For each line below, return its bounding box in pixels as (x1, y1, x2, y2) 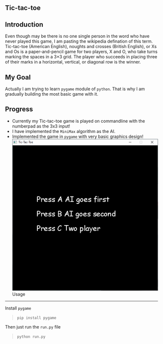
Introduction (5, 20, 44, 29)
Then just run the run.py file (5, 324, 61, 329)
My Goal (5, 73, 31, 82)
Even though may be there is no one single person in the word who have (5, 33, 149, 39)
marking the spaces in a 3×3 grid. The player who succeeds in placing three (5, 54, 158, 60)
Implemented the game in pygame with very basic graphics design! (12, 133, 144, 139)
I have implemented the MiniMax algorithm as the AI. (12, 128, 115, 134)
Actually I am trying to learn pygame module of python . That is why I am (5, 86, 145, 92)
